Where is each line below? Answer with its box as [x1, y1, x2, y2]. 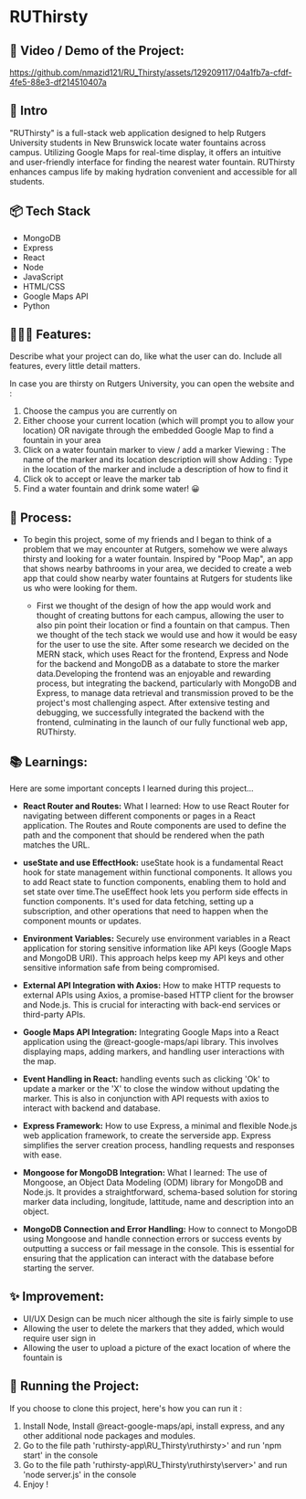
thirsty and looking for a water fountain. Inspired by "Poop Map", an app [22, 554, 294, 565]
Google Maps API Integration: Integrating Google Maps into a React [22, 1027, 280, 1038]
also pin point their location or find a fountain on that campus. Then [36, 619, 290, 631]
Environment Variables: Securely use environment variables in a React [22, 934, 290, 945]
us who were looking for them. [22, 583, 138, 594]
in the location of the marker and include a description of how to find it [22, 464, 289, 475]
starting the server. [22, 1262, 95, 1273]
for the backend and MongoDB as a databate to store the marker [36, 659, 280, 670]
